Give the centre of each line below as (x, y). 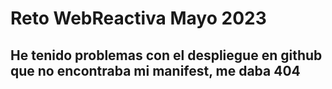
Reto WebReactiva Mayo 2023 (138, 18)
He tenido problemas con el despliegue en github (166, 55)
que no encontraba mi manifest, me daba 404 (155, 70)
